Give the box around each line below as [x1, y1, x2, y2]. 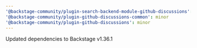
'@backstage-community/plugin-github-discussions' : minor [5, 19, 151, 25]
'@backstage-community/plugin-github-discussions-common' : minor [5, 14, 169, 20]
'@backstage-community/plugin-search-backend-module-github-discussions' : [5, 8, 193, 15]
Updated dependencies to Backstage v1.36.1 [5, 36, 113, 43]
